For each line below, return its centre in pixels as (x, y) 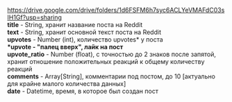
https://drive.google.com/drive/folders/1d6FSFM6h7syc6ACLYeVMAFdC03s (116, 10)
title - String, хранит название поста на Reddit (75, 25)
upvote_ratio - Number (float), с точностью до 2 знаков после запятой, (112, 54)
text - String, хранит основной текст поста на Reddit (84, 32)
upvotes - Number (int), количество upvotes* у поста (85, 40)
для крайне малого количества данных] (67, 84)
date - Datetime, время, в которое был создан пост (83, 91)
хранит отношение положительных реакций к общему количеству (106, 61)
